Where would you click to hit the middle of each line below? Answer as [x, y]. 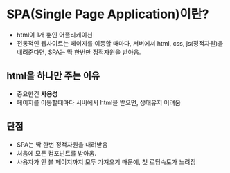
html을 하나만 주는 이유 [53, 76]
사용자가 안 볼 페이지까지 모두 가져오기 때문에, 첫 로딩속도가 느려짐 [106, 162]
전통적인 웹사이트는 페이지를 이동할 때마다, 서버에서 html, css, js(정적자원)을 [120, 43]
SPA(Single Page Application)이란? [108, 14]
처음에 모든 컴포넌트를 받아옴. [56, 153]
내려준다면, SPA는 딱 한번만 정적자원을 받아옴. [79, 52]
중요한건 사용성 [37, 93]
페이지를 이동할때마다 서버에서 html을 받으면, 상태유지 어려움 [98, 102]
